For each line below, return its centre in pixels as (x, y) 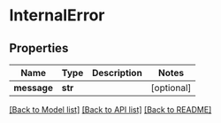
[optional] (171, 88)
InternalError (57, 15)
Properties (39, 48)
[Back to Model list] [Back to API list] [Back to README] (110, 110)
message (33, 88)
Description (117, 73)
